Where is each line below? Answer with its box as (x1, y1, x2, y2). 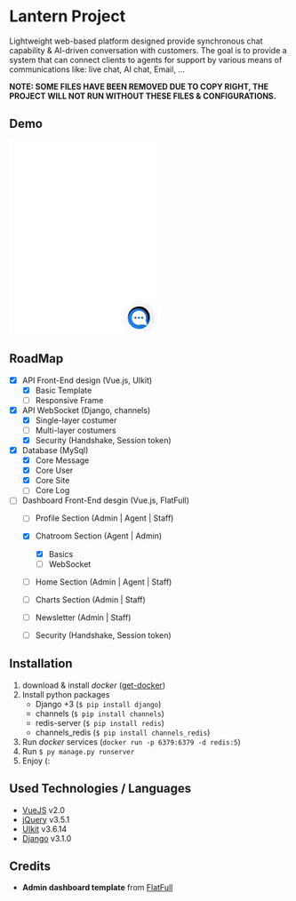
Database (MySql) (21, 445, 89, 455)
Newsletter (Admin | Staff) (35, 611, 132, 623)
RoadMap (9, 351, 64, 366)
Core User (35, 465, 74, 476)
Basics (48, 548, 74, 559)
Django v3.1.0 (21, 833, 72, 843)
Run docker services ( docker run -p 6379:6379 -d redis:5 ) (21, 736, 242, 747)
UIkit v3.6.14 (21, 824, 68, 834)
